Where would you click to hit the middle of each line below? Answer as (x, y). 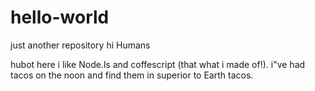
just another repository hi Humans (80, 45)
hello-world (60, 17)
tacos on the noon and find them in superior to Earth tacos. (132, 75)
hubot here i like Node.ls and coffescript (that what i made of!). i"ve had (158, 64)
